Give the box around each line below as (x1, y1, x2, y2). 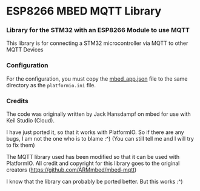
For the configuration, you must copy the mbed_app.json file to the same (6, 75, 188, 82)
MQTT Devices (6, 46, 44, 53)
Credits (6, 96, 28, 105)
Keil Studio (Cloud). (6, 117, 55, 124)
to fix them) (6, 141, 35, 149)
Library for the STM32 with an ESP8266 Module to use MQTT (6, 26, 190, 35)
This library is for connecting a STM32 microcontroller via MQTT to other (6, 39, 188, 47)
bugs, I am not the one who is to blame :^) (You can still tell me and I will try (6, 135, 194, 142)
